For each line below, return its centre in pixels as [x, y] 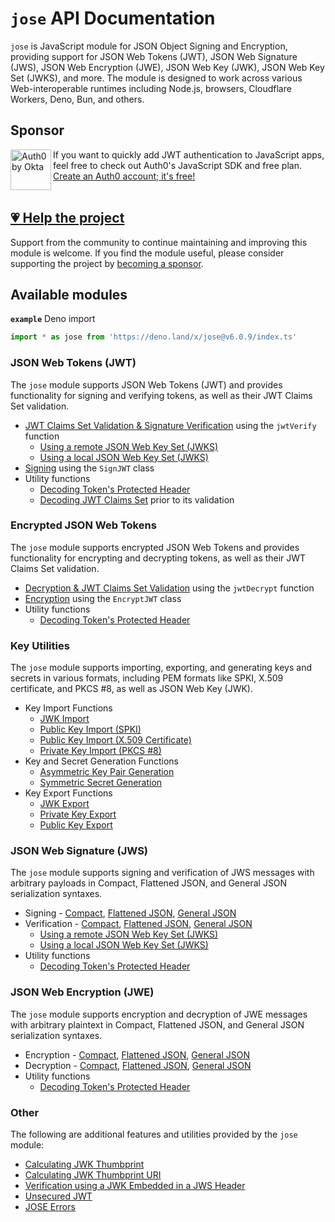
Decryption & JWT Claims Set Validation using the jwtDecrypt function [169, 588]
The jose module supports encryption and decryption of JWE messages [159, 1014]
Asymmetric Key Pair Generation [107, 772]
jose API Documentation [113, 18]
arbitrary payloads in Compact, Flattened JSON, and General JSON [149, 883]
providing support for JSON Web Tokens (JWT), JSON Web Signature [154, 56]
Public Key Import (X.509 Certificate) [115, 740]
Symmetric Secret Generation [101, 783]
